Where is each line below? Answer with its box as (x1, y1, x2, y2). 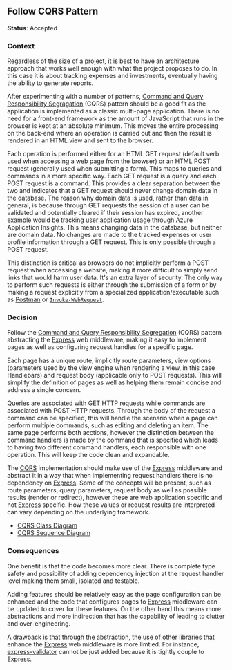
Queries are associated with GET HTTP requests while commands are (7, 399, 206, 407)
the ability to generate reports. (7, 79, 94, 87)
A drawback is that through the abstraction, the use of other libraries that (7, 633, 215, 641)
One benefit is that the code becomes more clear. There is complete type (7, 561, 216, 570)
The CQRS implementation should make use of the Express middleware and (7, 464, 222, 472)
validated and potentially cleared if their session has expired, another (7, 209, 204, 217)
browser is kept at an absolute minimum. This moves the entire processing (7, 122, 219, 130)
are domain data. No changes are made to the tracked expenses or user (7, 231, 212, 239)
